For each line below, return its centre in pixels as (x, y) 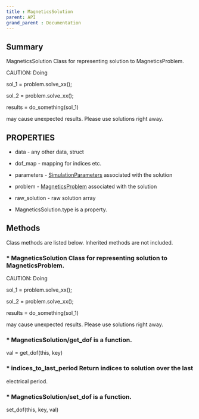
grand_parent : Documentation (44, 23)
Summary (25, 47)
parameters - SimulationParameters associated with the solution (94, 175)
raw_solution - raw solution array (55, 198)
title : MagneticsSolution (40, 12)
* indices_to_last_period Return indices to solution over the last (100, 368)
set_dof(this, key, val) (32, 409)
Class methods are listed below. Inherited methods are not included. (90, 242)
